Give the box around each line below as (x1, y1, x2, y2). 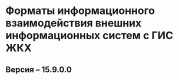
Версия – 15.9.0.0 (5, 64, 72, 74)
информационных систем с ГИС (5, 29, 174, 42)
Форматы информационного (5, 4, 155, 18)
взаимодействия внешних (5, 16, 142, 30)
